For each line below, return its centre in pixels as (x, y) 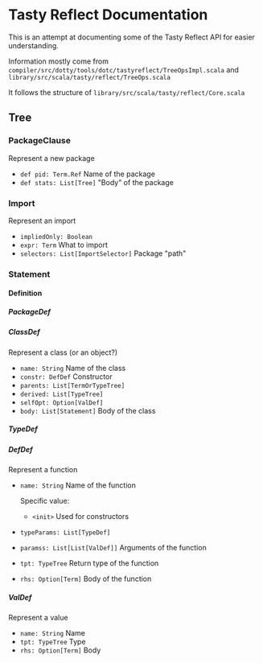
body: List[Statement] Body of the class (88, 410)
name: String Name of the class (73, 368)
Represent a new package (51, 158)
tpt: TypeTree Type (53, 642)
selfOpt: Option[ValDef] (62, 403)
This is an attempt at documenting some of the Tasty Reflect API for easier (132, 37)
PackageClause (39, 141)
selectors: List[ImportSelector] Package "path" (103, 253)
